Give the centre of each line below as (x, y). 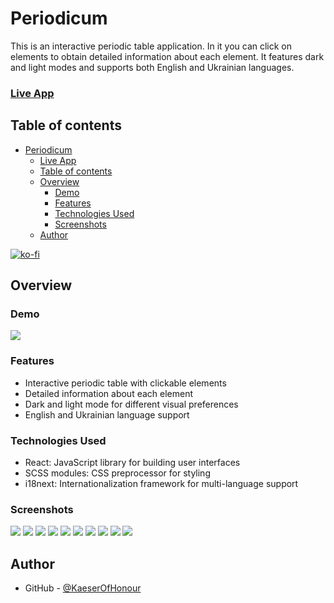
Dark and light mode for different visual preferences (131, 404)
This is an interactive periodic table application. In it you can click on (151, 46)
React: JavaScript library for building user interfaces (132, 462)
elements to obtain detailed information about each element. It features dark (167, 56)
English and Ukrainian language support (107, 414)
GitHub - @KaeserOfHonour (83, 588)
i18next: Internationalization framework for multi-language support (161, 483)
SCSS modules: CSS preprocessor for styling (117, 473)
